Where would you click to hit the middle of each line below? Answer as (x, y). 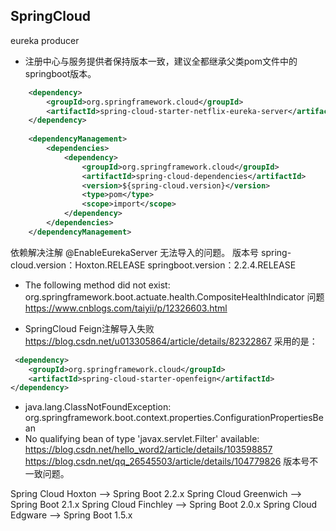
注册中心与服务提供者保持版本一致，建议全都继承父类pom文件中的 (161, 61)
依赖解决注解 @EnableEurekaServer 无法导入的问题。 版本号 (135, 252)
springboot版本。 (60, 73)
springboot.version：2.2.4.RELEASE (222, 265)
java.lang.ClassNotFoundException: (98, 407)
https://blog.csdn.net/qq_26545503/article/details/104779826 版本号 (167, 461)
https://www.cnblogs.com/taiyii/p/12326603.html (126, 308)
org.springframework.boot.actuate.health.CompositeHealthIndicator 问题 (174, 296)
